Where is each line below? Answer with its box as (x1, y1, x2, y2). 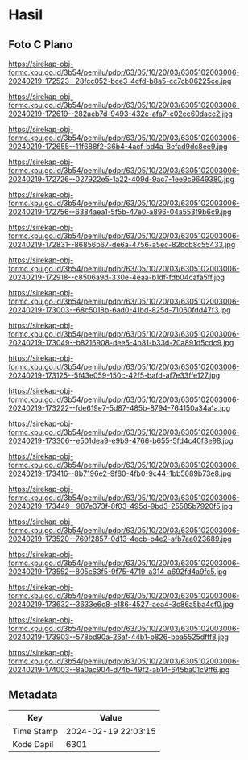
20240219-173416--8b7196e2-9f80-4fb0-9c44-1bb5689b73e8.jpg (8, 469, 232, 478)
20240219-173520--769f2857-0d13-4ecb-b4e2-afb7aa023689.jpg (8, 534, 232, 543)
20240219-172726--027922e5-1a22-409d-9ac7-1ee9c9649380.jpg (8, 175, 235, 184)
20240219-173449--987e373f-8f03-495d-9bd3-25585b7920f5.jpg (8, 502, 233, 510)
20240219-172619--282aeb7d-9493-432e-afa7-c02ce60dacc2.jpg (8, 109, 234, 118)
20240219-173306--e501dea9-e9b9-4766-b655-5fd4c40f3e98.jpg (8, 436, 234, 445)
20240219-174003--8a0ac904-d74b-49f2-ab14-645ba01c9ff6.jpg (8, 665, 230, 674)
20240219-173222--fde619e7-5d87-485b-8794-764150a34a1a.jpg (8, 403, 231, 412)
